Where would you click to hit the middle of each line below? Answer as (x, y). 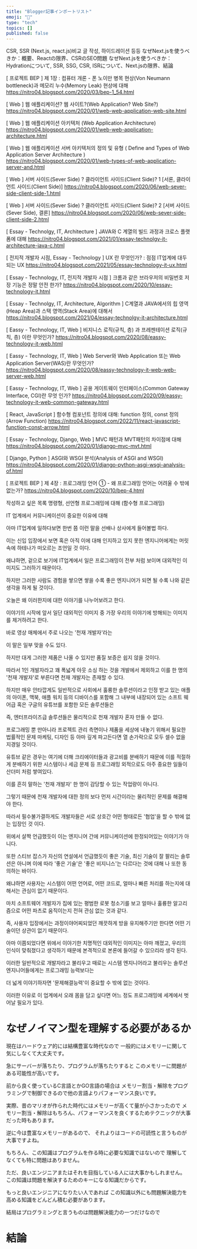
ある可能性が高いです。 (34, 1073)
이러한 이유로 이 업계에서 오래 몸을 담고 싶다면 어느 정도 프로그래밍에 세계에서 (94, 995)
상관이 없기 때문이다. (45, 931)
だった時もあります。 (32, 1120)
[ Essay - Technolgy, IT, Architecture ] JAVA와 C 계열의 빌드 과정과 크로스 (93, 232)
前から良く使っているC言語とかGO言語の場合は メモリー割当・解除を (89, 1086)
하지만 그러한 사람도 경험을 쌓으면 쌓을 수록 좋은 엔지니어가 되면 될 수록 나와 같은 (98, 580)
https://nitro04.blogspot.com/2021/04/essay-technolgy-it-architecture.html (97, 318)
